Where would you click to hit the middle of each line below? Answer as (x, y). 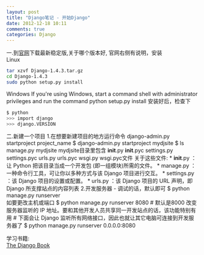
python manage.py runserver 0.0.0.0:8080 (82, 226)
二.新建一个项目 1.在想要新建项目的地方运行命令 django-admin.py (88, 136)
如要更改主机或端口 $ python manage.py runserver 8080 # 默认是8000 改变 (102, 203)
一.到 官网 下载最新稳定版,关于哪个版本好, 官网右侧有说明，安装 (85, 53)
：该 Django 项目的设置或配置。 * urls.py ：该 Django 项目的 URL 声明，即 (100, 181)
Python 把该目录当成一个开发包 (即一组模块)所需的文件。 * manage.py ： (105, 166)
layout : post (23, 12)
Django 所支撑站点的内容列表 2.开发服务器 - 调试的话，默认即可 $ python (98, 189)
